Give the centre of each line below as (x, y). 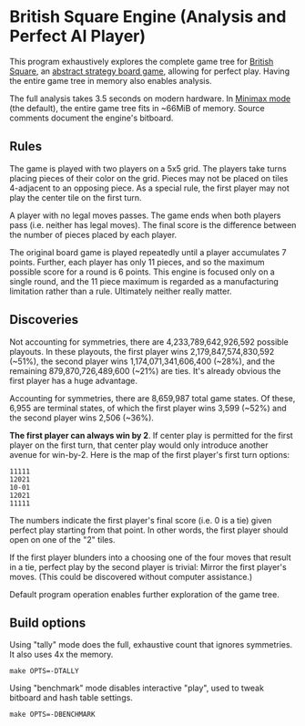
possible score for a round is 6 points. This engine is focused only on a (142, 272)
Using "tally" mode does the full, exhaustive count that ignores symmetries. (151, 645)
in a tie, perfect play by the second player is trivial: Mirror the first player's (148, 566)
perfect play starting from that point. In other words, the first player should (149, 530)
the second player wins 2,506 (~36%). (82, 418)
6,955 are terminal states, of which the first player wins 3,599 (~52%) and (148, 408)
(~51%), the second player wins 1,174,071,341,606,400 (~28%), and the (142, 361)
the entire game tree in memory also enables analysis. (111, 80)
